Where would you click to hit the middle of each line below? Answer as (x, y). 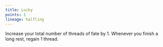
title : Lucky (19, 10)
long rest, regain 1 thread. (32, 39)
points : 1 (16, 15)
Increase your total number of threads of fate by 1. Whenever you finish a (82, 34)
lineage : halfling (25, 19)
